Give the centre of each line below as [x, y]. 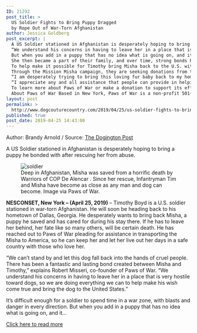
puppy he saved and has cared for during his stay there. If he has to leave [95, 221]
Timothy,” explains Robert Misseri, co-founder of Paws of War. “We [87, 270]
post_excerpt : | [26, 39]
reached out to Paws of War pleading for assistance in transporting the [92, 234]
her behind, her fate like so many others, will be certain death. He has [90, 228]
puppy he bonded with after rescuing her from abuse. [71, 155]
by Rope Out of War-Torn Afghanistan [57, 28]
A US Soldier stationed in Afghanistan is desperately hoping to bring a [90, 149]
